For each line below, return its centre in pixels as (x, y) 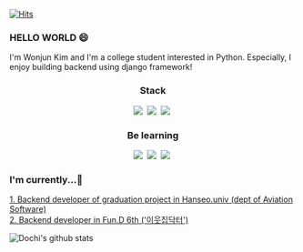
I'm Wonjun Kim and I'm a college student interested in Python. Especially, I (151, 57)
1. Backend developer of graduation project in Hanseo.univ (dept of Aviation (151, 199)
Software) (28, 209)
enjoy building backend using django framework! (101, 67)
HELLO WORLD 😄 (49, 37)
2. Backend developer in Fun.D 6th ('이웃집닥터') (99, 220)
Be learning (153, 135)
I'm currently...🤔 (46, 179)
